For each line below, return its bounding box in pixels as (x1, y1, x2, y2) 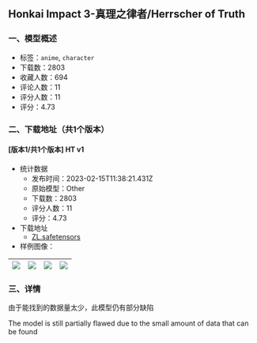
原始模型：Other (31, 183, 85, 193)
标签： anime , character (19, 52, 95, 62)
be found (8, 327, 38, 337)
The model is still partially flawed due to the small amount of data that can (8, 318, 249, 328)
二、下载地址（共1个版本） (8, 123, 109, 134)
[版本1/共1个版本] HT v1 (8, 145, 85, 154)
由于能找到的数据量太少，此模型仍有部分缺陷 (8, 303, 154, 312)
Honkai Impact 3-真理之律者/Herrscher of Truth (8, 7, 246, 21)
